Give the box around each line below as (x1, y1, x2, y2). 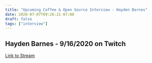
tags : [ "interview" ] (5, 21, 48, 26)
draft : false (5, 16, 32, 21)
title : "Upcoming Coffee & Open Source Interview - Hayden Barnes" (5, 7, 148, 12)
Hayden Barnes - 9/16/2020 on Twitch (5, 39, 126, 48)
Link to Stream (5, 53, 35, 59)
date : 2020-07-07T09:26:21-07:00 (5, 12, 75, 17)
